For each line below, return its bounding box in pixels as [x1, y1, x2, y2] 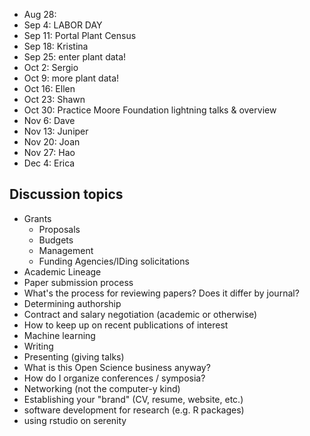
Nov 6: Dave [23, 115, 76, 126]
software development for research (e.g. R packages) [23, 404, 245, 416]
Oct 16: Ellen [23, 83, 76, 94]
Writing [23, 340, 54, 352]
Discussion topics [9, 186, 124, 203]
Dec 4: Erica [23, 157, 76, 169]
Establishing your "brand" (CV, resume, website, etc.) [23, 393, 244, 405]
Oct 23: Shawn [23, 94, 86, 105]
